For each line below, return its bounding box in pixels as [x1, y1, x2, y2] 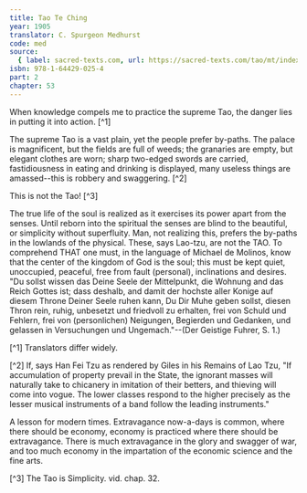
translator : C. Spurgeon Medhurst [9, 30, 142, 39]
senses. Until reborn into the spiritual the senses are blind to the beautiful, [9, 217, 288, 228]
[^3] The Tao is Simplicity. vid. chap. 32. [9, 472, 160, 484]
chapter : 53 [9, 81, 55, 90]
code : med [9, 38, 48, 48]
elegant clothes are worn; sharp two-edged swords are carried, [9, 152, 249, 164]
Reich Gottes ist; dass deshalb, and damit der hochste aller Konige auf [9, 285, 274, 297]
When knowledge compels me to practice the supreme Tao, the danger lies [9, 106, 292, 117]
